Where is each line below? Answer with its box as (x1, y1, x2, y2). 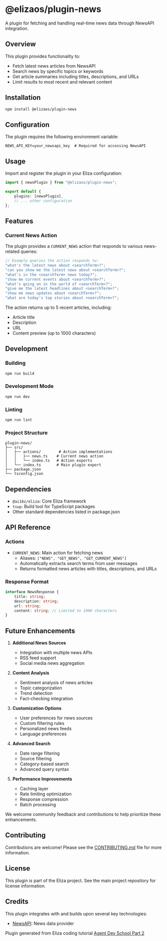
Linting (5, 406, 22, 413)
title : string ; (14, 594, 46, 599)
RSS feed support (19, 655, 56, 661)
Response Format (5, 578, 49, 585)
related (5, 249, 20, 255)
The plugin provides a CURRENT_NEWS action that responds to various (5, 243, 143, 249)
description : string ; (14, 599, 59, 604)
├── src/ (5, 445, 23, 450)
